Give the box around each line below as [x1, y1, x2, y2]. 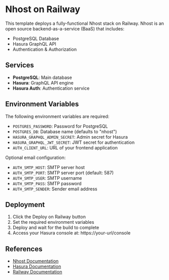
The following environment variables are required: [5, 113, 110, 119]
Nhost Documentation [12, 258, 59, 264]
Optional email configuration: [5, 154, 66, 161]
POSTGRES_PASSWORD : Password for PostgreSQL [12, 123, 108, 129]
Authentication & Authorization [12, 46, 77, 52]
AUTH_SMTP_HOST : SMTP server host [12, 164, 85, 170]
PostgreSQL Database [12, 35, 59, 42]
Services [5, 61, 35, 69]
